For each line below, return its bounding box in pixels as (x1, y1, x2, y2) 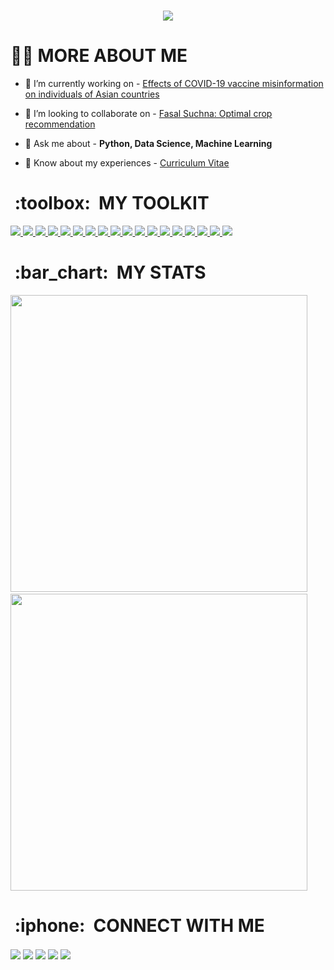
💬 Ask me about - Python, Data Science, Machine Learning (24, 137, 273, 149)
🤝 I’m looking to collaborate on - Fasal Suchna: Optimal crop (24, 107, 273, 119)
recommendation (24, 118, 96, 130)
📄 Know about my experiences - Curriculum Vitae (24, 156, 230, 169)
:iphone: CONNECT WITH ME (14, 914, 265, 937)
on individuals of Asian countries (24, 88, 160, 100)
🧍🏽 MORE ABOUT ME (10, 45, 188, 67)
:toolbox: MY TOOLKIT (14, 192, 210, 215)
